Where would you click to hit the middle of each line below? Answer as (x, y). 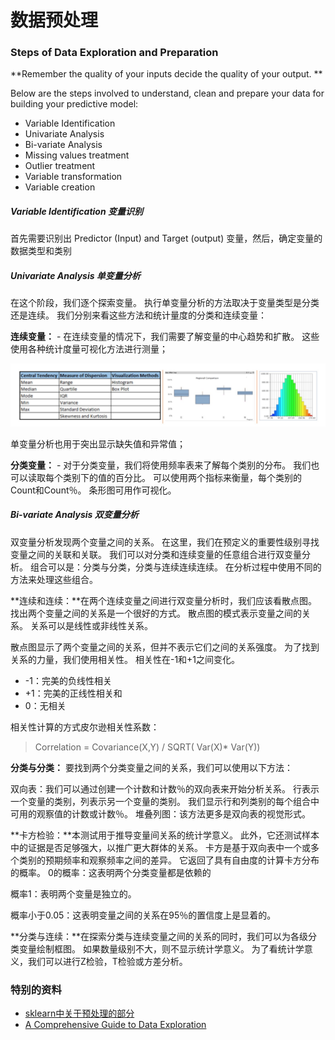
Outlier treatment (60, 166)
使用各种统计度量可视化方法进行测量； (89, 349)
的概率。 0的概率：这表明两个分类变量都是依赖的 (111, 872)
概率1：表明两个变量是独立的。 (73, 893)
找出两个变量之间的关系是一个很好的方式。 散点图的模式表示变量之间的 (156, 613)
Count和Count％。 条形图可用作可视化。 (93, 490)
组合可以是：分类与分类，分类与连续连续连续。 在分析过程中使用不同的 (175, 567)
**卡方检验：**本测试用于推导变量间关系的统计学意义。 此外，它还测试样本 (165, 835)
